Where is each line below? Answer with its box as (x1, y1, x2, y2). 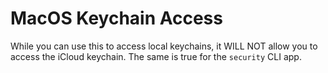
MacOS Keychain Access (10, 7, 223, 30)
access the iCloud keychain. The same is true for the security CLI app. (10, 50, 302, 62)
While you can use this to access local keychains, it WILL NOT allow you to (10, 40, 318, 52)
